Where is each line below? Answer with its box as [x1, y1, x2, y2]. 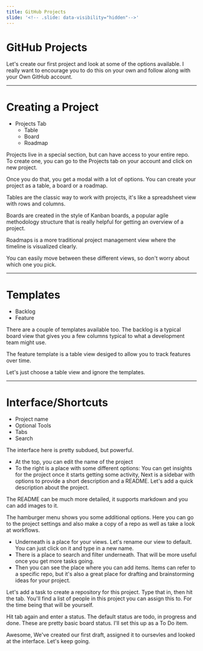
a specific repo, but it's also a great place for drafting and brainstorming [14, 571, 195, 578]
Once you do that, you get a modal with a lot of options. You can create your [6, 176, 196, 183]
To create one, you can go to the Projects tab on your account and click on [6, 158, 192, 165]
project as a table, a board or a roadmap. [6, 182, 108, 189]
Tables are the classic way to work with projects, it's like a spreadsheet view [6, 194, 196, 201]
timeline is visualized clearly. [6, 243, 77, 250]
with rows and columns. [6, 200, 66, 207]
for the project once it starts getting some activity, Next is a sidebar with [14, 471, 195, 478]
